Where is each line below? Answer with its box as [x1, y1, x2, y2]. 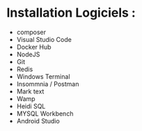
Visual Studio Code [16, 35, 72, 43]
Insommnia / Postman [16, 79, 79, 88]
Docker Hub [16, 43, 52, 51]
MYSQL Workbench [16, 109, 74, 118]
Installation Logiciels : [6, 5, 136, 21]
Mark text [16, 87, 45, 95]
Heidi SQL [16, 102, 46, 110]
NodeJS [16, 50, 40, 59]
